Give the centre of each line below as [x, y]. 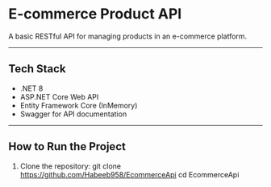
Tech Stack [37, 69]
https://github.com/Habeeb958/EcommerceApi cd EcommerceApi [129, 174]
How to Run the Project [67, 146]
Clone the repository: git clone [70, 166]
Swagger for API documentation [73, 114]
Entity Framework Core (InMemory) [79, 105]
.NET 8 [31, 88]
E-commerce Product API [95, 14]
